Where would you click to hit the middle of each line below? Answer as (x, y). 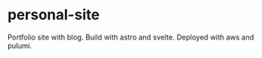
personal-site (53, 15)
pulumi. (20, 45)
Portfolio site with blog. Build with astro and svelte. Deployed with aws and (131, 37)
